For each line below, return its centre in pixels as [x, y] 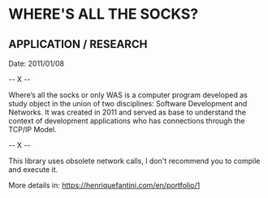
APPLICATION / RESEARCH [78, 44]
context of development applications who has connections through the [127, 121]
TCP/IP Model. [32, 129]
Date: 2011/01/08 [37, 63]
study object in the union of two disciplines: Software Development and [128, 103]
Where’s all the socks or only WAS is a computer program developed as [128, 95]
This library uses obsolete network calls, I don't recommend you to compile [134, 161]
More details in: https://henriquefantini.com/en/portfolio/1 [104, 185]
